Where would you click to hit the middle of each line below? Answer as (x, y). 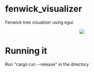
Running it (26, 51)
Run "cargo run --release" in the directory (47, 64)
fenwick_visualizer (44, 9)
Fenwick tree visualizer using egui (39, 22)
